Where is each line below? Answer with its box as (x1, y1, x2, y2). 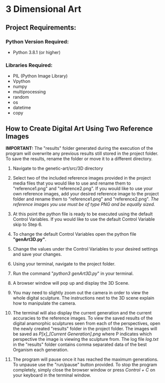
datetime (12, 105, 31, 111)
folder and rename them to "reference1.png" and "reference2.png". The (12, 196, 159, 202)
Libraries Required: (5, 62, 53, 68)
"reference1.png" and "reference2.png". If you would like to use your (12, 185, 153, 191)
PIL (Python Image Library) (12, 73, 68, 79)
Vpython (12, 78, 31, 84)
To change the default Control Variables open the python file (12, 231, 137, 237)
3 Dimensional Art (5, 3, 81, 15)
